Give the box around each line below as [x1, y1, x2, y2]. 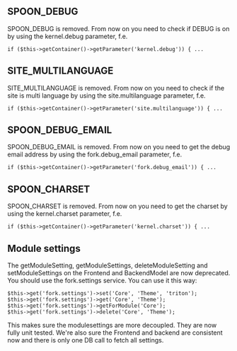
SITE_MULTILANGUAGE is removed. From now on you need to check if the [7, 84, 225, 92]
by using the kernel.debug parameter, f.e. [7, 32, 128, 40]
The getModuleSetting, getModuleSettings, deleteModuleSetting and [7, 261, 208, 270]
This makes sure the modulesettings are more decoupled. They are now [7, 321, 217, 330]
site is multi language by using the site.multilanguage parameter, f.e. [7, 91, 207, 100]
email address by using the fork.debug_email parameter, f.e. [7, 150, 183, 159]
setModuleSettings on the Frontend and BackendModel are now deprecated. [7, 269, 231, 277]
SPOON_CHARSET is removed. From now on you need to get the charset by [7, 202, 228, 211]
